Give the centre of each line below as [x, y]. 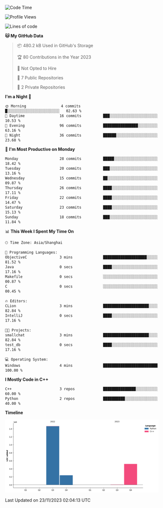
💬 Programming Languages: [31, 253]
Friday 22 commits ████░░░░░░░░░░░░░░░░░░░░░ [81, 198]
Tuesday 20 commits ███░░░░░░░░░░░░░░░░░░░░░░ [81, 168]
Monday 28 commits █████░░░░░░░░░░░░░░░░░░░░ [81, 159]
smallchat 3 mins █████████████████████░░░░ [81, 335]
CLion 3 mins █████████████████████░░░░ [81, 306]
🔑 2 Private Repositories [41, 87]
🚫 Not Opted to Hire [37, 68]
